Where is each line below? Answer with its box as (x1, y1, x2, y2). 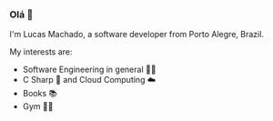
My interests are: (9, 46, 73, 57)
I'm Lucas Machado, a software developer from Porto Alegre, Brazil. (9, 29, 264, 40)
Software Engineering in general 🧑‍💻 (22, 64, 157, 76)
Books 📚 (22, 88, 57, 99)
